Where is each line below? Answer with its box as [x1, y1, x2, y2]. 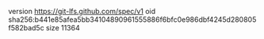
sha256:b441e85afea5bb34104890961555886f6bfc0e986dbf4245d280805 [8, 15, 257, 24]
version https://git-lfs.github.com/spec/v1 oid [8, 7, 156, 16]
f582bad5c [8, 23, 45, 32]
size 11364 [46, 23, 81, 32]
